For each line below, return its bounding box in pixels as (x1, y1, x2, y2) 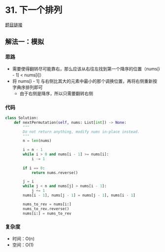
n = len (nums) (23, 139, 52, 144)
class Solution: (5, 115, 38, 120)
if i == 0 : (23, 166, 45, 171)
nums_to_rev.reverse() (23, 206, 69, 211)
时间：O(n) (12, 235, 34, 242)
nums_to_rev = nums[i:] (23, 202, 71, 207)
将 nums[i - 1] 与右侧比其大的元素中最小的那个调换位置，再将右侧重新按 (12, 78, 158, 84)
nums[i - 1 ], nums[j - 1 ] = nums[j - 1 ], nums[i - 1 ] (23, 193, 135, 198)
